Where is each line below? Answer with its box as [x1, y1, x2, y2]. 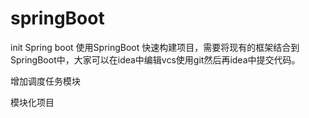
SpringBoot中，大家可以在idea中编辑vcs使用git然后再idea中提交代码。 [10, 53, 301, 66]
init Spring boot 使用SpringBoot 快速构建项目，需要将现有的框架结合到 [10, 41, 300, 53]
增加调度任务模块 [10, 75, 81, 87]
